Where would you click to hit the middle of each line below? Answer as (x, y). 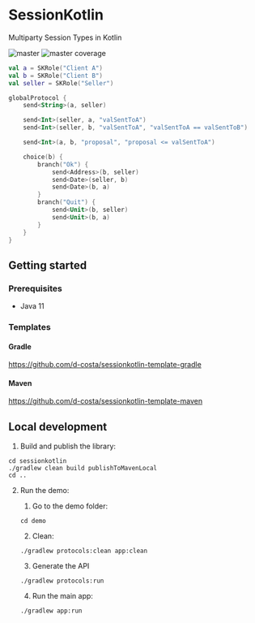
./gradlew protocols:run (62, 581)
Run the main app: (62, 596)
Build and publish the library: (68, 446)
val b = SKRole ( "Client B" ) (56, 76)
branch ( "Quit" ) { (66, 202)
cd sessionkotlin (38, 461)
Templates (30, 327)
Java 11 (32, 306)
